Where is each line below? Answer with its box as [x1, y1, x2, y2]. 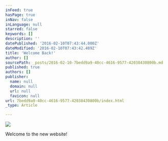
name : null [10, 79, 33, 84]
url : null [10, 88, 31, 94]
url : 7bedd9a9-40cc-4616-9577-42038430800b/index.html [5, 98, 125, 103]
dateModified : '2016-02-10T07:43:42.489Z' [5, 46, 97, 51]
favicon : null [10, 93, 40, 98]
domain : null [10, 84, 38, 89]
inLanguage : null [5, 22, 42, 27]
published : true [5, 65, 40, 70]
